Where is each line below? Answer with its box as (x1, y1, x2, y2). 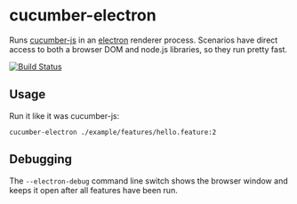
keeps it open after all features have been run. (9, 184, 178, 195)
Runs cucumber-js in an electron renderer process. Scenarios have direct (9, 35, 278, 45)
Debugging (9, 152, 73, 167)
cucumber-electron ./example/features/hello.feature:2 (9, 128, 217, 137)
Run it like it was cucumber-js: (9, 110, 120, 121)
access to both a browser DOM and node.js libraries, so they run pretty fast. (9, 43, 287, 54)
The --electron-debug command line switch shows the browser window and (9, 175, 288, 186)
